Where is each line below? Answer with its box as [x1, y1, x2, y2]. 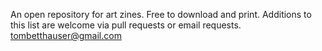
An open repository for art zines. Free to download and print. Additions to [10, 9, 312, 20]
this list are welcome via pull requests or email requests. [10, 19, 242, 31]
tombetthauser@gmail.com [10, 30, 122, 41]
